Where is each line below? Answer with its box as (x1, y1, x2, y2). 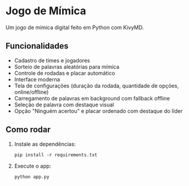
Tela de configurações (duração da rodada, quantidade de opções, (14, 82, 179, 89)
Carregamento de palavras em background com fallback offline (14, 94, 171, 102)
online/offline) (14, 88, 49, 96)
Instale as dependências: (14, 140, 76, 147)
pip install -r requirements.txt (14, 152, 98, 158)
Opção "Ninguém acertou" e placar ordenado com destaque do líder (14, 107, 183, 114)
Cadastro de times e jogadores (14, 56, 90, 64)
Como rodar (5, 125, 51, 135)
